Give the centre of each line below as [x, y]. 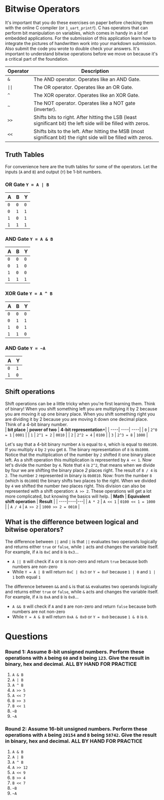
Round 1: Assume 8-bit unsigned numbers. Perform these [75, 652]
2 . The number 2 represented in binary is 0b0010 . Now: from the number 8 [79, 475]
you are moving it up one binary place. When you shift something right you [80, 414]
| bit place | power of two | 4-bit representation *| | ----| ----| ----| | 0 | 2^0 [81, 430]
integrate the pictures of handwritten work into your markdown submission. [81, 43]
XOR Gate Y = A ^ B [29, 294]
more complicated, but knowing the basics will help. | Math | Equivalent [78, 496]
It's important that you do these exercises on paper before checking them [79, 23]
